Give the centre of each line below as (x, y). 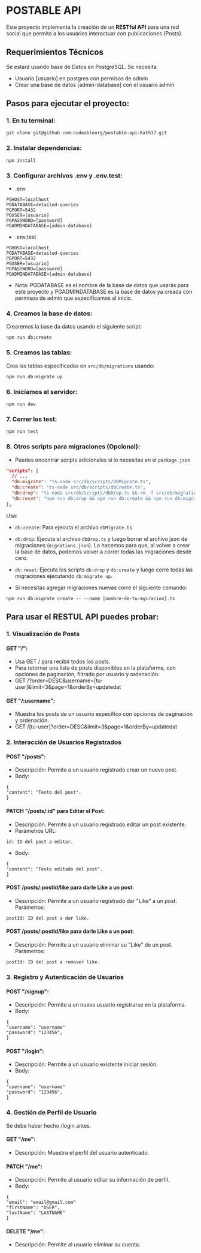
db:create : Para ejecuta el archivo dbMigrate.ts (74, 527)
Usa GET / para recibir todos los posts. (63, 662)
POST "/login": (25, 1051)
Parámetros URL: (36, 830)
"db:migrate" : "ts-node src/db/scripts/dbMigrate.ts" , (81, 482)
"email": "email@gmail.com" (41, 1203)
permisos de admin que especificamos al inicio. (74, 298)
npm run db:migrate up (34, 376)
